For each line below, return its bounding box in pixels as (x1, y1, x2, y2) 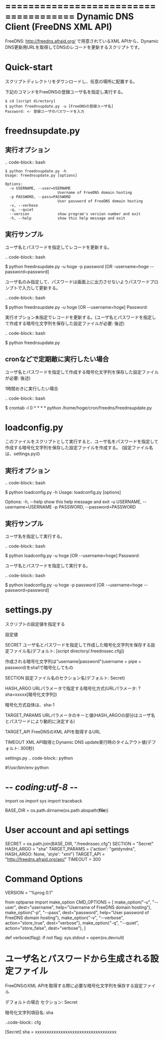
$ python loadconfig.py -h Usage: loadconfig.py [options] (5, 489, 121, 495)
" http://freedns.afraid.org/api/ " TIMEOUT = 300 (5, 856, 101, 862)
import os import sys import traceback (5, 798, 82, 804)
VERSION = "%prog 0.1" (5, 889, 53, 896)
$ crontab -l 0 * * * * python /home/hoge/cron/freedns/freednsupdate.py (5, 405, 152, 411)
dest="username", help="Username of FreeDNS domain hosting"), (18, 904, 152, 910)
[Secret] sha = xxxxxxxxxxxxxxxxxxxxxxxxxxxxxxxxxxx (5, 1029, 117, 1035)
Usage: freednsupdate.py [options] (5, 173, 78, 178)
